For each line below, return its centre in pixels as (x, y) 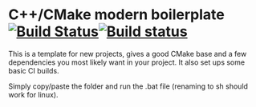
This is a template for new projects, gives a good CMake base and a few (128, 53)
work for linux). (33, 94)
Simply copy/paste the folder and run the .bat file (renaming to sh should (128, 86)
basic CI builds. (34, 70)
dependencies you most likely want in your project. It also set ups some (127, 62)
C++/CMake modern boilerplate (116, 15)
